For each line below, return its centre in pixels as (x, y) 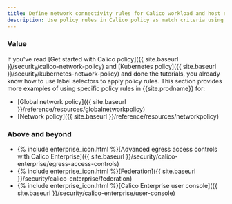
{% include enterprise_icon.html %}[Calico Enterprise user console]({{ (117, 186)
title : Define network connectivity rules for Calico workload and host (114, 13)
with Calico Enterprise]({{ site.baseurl (70, 156)
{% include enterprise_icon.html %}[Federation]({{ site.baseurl (106, 171)
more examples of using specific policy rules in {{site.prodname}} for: (106, 88)
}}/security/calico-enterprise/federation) (75, 178)
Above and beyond (40, 134)
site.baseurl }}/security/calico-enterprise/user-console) (96, 193)
